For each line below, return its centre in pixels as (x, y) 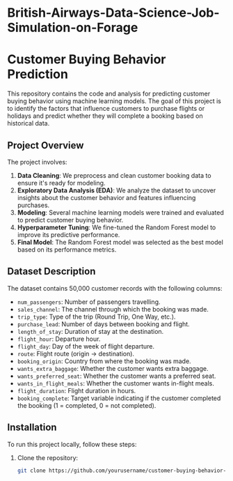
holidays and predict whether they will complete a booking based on (105, 116)
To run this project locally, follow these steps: (72, 444)
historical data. (29, 123)
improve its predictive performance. (69, 234)
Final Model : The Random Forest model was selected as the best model (120, 242)
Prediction (38, 74)
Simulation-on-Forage (73, 28)
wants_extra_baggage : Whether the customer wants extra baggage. (113, 368)
